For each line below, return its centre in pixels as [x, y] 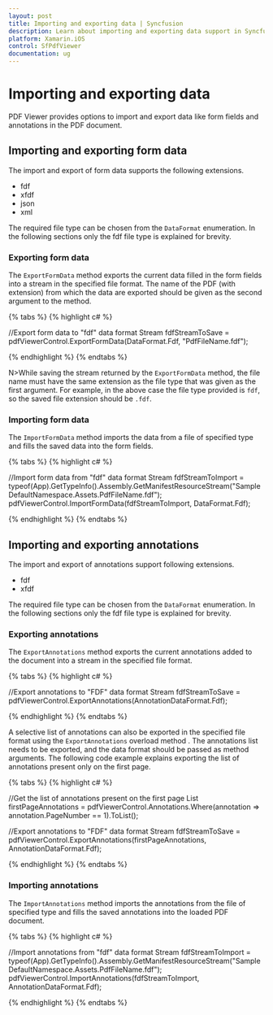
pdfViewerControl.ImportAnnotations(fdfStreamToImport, [104, 978]
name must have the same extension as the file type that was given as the [132, 381]
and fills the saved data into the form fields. [81, 446]
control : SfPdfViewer [45, 46]
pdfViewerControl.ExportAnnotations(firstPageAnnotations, [108, 840]
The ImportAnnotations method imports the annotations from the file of [127, 903]
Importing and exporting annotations [104, 545]
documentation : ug [39, 54]
